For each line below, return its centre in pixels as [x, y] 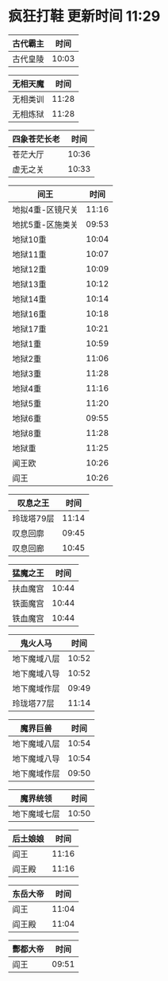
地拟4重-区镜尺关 [45, 209]
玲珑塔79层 [33, 518]
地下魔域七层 [36, 814]
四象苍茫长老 [36, 138]
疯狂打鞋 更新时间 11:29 [84, 16]
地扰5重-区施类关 [45, 224]
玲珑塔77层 [33, 703]
